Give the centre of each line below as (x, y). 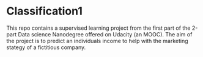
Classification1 (44, 11)
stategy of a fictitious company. (46, 47)
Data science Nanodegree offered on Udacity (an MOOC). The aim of (105, 34)
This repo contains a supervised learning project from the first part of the (98, 28)
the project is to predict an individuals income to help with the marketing (97, 41)
